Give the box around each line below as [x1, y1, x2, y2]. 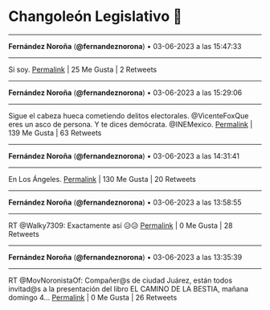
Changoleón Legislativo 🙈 [8, 7, 182, 26]
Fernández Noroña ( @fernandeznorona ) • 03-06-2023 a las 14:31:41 [8, 151, 239, 160]
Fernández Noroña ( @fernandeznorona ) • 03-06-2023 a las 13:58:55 [8, 197, 243, 207]
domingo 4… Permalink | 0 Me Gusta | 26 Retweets [8, 292, 178, 302]
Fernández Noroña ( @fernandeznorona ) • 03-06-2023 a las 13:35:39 [8, 252, 243, 262]
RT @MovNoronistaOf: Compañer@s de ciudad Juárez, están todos [8, 275, 233, 285]
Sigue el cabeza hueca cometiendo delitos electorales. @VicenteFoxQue [8, 110, 249, 120]
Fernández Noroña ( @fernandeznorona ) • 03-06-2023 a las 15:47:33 [8, 41, 243, 51]
